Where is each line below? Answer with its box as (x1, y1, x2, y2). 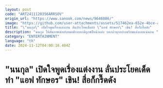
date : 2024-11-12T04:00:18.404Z (5, 43, 70, 48)
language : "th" (5, 39, 36, 44)
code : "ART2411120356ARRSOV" (5, 12, 64, 16)
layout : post (5, 7, 32, 12)
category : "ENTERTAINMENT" (5, 34, 60, 39)
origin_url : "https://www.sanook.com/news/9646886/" (5, 16, 114, 21)
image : (5, 20, 18, 26)
